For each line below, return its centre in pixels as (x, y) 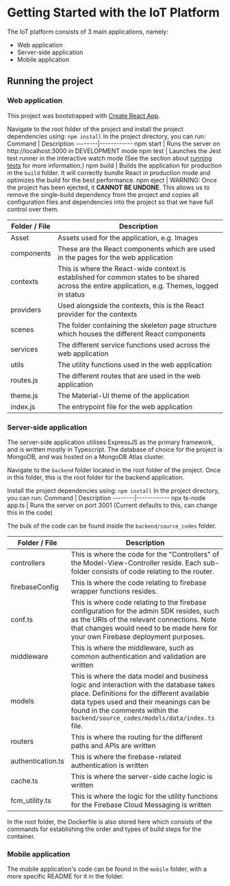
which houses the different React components (131, 334)
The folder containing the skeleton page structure (137, 325)
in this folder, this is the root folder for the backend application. (96, 477)
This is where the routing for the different (137, 737)
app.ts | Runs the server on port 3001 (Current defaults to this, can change (112, 505)
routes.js (25, 380)
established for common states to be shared (128, 277)
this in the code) (30, 512)
